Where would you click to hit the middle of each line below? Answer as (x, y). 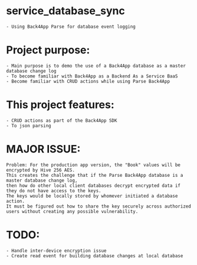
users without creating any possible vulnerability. (72, 211)
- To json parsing (29, 125)
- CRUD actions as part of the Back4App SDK (62, 120)
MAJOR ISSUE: (43, 149)
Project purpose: (48, 50)
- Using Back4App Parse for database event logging (71, 27)
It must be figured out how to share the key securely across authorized (99, 206)
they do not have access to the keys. (54, 190)
